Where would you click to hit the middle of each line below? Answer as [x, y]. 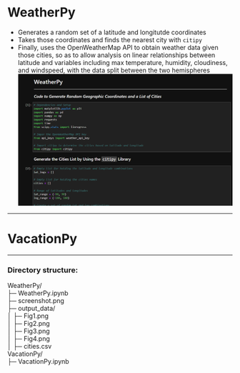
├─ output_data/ [31, 309]
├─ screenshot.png [36, 301]
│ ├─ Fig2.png [29, 324]
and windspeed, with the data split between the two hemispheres [114, 70]
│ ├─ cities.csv [30, 347]
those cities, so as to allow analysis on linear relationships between [116, 55]
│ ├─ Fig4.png [29, 339]
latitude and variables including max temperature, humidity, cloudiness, [123, 62]
